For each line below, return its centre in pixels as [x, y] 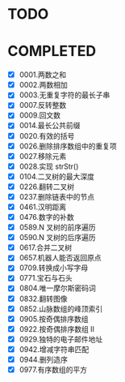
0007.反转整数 [43, 105]
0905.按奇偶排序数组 [54, 319]
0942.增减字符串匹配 [54, 349]
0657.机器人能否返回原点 [60, 258]
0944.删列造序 [43, 359]
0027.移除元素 [43, 156]
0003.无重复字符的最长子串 [65, 95]
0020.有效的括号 [47, 135]
